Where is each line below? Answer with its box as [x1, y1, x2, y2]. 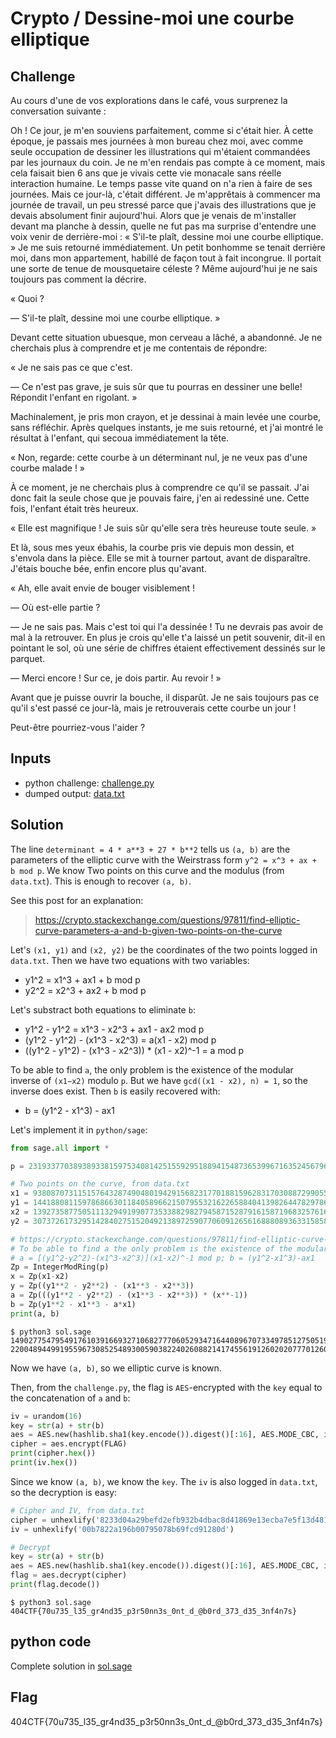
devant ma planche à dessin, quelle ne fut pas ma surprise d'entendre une [10, 220, 317, 232]
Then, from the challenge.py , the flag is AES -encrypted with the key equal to [10, 1381, 323, 1393]
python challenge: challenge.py [24, 777, 155, 789]
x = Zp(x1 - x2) [10, 1272, 70, 1282]
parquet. [10, 653, 46, 664]
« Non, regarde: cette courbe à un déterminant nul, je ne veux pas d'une [10, 452, 308, 463]
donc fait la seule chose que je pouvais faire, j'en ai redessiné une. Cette [10, 492, 310, 504]
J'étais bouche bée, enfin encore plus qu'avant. [10, 563, 207, 574]
